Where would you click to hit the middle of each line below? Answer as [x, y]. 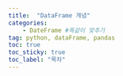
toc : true [25, 45]
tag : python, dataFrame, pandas [61, 38]
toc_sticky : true [37, 52]
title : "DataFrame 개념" [50, 15]
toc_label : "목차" [37, 60]
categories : [28, 23]
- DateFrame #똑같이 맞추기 [64, 30]
